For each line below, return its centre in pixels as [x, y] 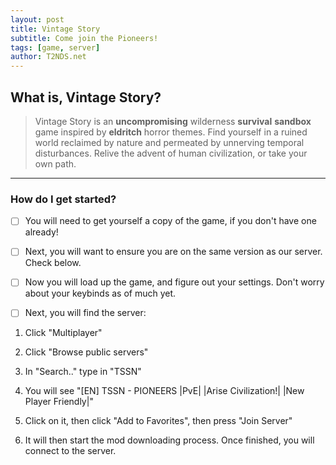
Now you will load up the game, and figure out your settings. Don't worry [174, 282]
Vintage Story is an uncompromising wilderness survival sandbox [173, 121]
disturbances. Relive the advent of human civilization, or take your [171, 153]
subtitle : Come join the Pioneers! [84, 38]
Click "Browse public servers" [86, 352]
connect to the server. [70, 451]
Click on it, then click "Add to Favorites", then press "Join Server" [158, 421]
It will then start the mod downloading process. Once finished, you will [169, 440]
